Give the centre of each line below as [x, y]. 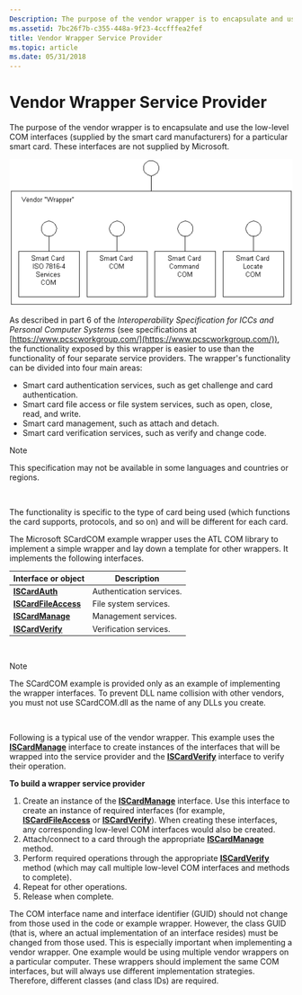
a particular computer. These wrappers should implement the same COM [144, 962]
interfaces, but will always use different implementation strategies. [132, 972]
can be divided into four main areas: [76, 368]
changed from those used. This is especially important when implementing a [151, 943]
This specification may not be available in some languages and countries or [149, 468]
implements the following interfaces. [77, 558]
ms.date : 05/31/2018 [48, 57]
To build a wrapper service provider [77, 784]
